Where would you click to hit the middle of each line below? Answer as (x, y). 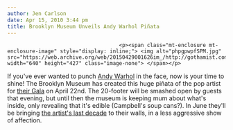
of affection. (25, 120)
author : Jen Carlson (37, 13)
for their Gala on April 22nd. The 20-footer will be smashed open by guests (114, 91)
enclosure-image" (32, 52)
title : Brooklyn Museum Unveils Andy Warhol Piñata (83, 26)
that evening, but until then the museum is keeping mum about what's (107, 98)
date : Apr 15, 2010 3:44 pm (48, 20)
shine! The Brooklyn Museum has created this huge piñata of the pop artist (114, 84)
